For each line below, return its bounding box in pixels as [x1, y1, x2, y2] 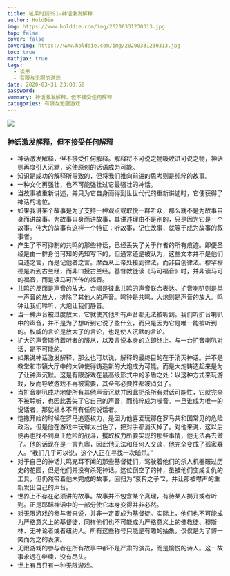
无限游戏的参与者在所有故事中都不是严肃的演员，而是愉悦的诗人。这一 [17, 544, 218, 552]
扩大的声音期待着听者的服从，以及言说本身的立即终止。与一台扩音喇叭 [17, 336, 218, 345]
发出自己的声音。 [23, 483, 73, 492]
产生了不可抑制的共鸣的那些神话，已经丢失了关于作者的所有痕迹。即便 [17, 241, 218, 249]
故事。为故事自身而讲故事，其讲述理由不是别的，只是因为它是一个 [35, 215, 223, 224]
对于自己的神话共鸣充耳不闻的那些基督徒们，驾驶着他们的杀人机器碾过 [17, 458, 218, 466]
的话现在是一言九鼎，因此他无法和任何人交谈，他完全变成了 [35, 440, 205, 449]
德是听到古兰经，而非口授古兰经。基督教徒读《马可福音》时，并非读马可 [17, 267, 223, 276]
